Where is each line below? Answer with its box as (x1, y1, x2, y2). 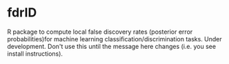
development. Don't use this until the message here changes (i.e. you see (7, 42, 216, 50)
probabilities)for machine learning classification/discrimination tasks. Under (7, 34, 222, 43)
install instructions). (7, 50, 63, 58)
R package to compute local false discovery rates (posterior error (7, 28, 193, 36)
